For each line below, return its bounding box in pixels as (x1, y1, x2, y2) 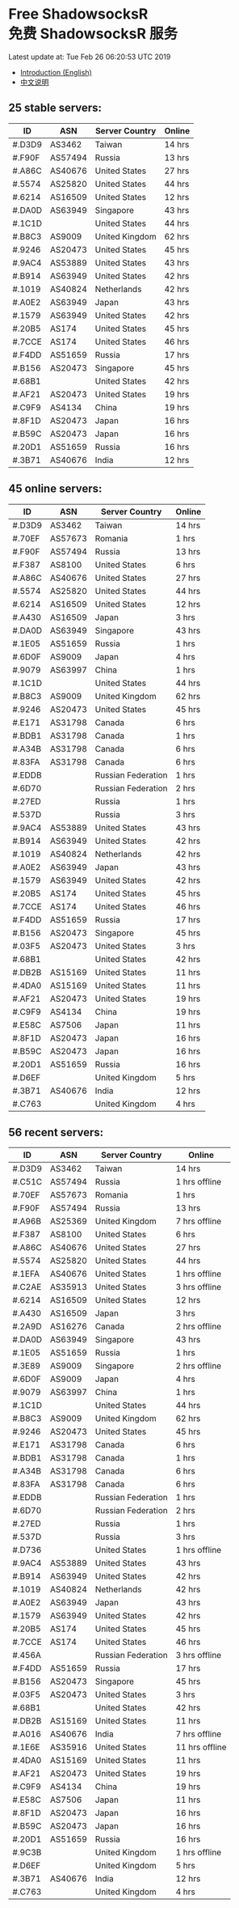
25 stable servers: (8, 101, 103, 115)
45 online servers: (8, 482, 103, 496)
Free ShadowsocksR (8, 5, 149, 23)
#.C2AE (12, 1282, 42, 1293)
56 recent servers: (8, 1126, 104, 1139)
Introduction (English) (19, 67, 93, 77)
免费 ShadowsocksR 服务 (8, 25, 178, 43)
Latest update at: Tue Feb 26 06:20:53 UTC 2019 (8, 52, 171, 61)
